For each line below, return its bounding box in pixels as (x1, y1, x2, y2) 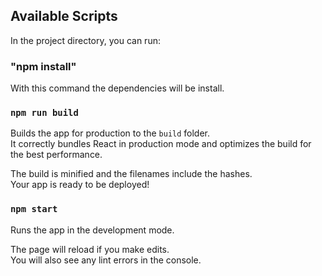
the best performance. (10, 149, 103, 161)
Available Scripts (10, 8, 118, 25)
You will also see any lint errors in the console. (10, 254, 202, 266)
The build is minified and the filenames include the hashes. (10, 168, 253, 180)
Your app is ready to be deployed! (10, 179, 150, 191)
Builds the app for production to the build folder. (10, 127, 211, 139)
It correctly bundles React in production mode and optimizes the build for (10, 138, 312, 150)
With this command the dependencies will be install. (10, 82, 225, 94)
